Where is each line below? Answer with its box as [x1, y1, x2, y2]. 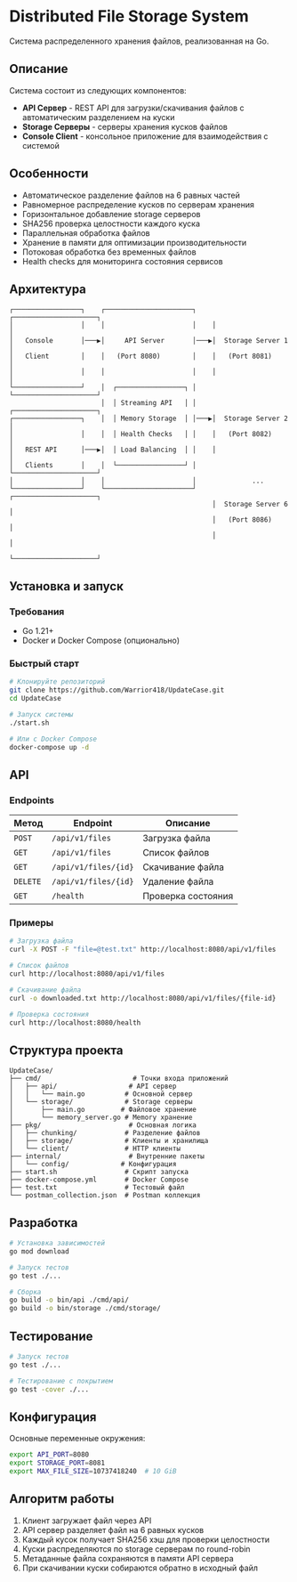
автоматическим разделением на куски [21, 111, 175, 122]
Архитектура [9, 281, 87, 296]
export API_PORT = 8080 [9, 1450, 90, 1459]
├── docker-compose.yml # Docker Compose [9, 1175, 189, 1185]
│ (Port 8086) [212, 515, 273, 524]
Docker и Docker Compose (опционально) [21, 635, 181, 646]
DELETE [13, 877, 42, 887]
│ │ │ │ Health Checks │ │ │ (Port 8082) [9, 430, 273, 439]
